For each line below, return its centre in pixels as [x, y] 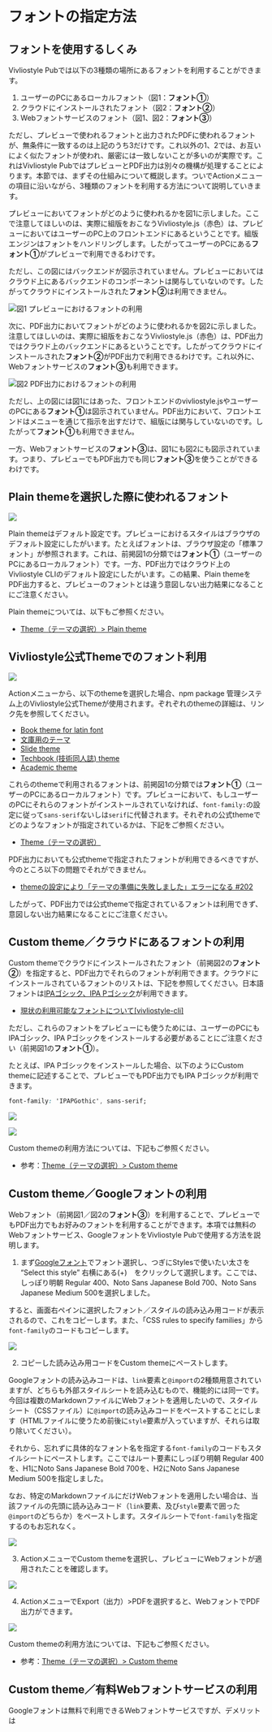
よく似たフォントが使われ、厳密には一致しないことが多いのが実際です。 [136, 155]
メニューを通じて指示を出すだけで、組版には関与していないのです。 [143, 421]
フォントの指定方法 [73, 17]
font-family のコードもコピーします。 [71, 1330]
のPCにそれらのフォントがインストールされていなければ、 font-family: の [131, 804]
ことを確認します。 [80, 1569]
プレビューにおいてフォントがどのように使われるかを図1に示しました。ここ [134, 213]
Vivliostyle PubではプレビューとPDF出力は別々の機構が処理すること [136, 166]
